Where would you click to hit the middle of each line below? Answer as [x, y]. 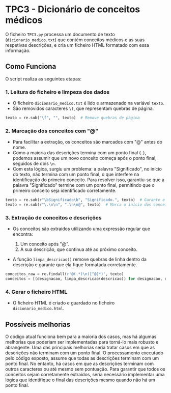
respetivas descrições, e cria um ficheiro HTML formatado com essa [77, 45]
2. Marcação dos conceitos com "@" [52, 131]
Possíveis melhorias [38, 324]
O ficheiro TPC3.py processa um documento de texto [60, 34]
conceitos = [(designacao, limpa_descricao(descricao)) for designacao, [84, 279]
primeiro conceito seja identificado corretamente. [64, 191]
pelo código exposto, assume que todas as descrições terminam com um [82, 358]
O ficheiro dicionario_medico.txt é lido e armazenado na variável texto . [88, 103]
